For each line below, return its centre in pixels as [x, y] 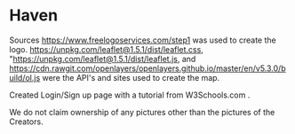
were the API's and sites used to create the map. [131, 77]
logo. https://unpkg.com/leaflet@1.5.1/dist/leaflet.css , [107, 49]
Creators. [26, 122]
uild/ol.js [25, 77]
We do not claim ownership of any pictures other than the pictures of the [142, 112]
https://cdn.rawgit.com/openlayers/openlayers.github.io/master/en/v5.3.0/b [147, 68]
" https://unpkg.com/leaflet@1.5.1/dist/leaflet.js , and [103, 59]
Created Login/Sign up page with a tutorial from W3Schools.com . [130, 95]
